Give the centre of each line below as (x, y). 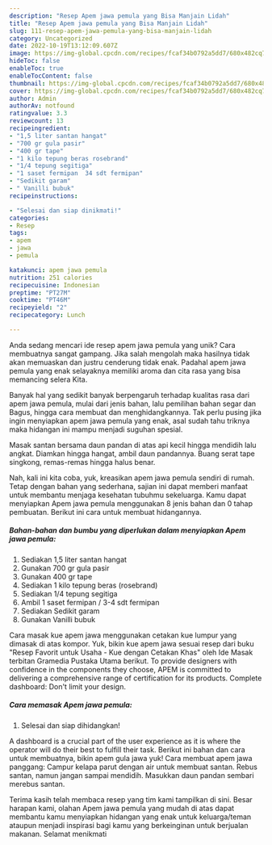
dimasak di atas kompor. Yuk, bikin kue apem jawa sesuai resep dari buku (132, 643)
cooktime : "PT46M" (40, 300)
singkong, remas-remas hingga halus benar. (82, 462)
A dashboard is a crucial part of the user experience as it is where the (125, 741)
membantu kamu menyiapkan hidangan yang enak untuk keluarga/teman (130, 817)
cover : (20, 91)
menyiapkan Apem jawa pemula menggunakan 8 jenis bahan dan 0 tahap (131, 503)
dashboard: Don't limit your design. (67, 686)
